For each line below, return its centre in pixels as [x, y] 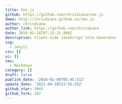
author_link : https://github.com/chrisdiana [52, 28]
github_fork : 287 [23, 93]
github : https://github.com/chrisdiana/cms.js [54, 14]
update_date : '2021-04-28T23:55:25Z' [44, 84]
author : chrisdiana [25, 24]
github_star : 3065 [24, 89]
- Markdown [21, 65]
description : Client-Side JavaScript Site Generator [61, 38]
